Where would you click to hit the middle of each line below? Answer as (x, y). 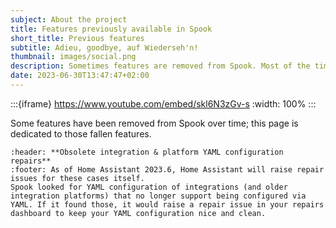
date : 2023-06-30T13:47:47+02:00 (80, 76)
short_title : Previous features (77, 38)
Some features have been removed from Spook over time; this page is (154, 123)
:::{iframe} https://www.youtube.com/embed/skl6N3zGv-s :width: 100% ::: (163, 103)
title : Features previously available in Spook (111, 29)
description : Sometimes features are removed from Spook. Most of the (160, 66)
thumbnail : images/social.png (73, 57)
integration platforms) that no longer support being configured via (158, 196)
